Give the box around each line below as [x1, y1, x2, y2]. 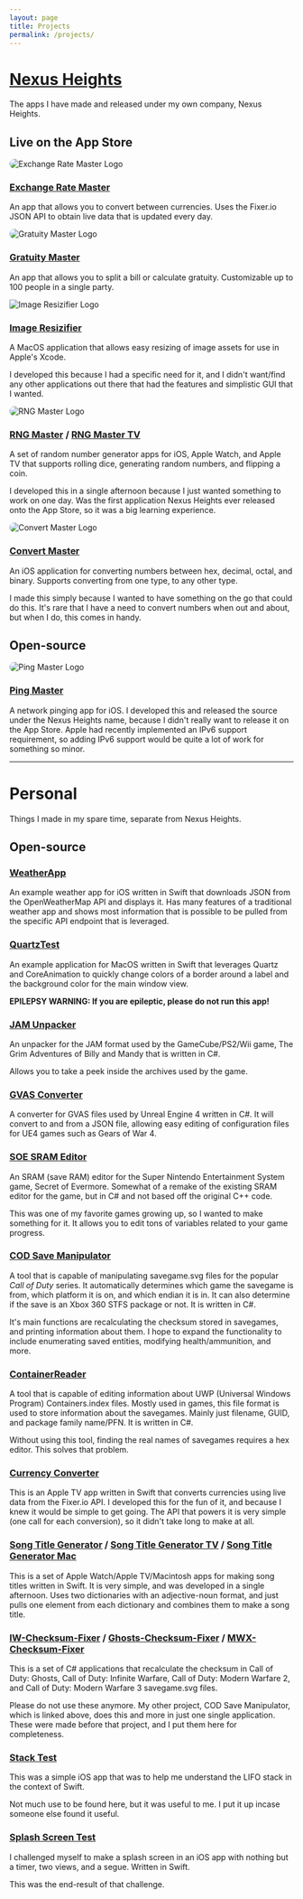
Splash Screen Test [9, 1831, 96, 1844]
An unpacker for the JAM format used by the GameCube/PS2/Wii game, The [9, 1038, 294, 1049]
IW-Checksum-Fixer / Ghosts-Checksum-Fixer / [9, 1632, 225, 1644]
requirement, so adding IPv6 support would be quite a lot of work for [9, 734, 264, 744]
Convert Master [9, 545, 80, 557]
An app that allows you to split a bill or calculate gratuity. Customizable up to [9, 272, 294, 283]
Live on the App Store [9, 135, 133, 150]
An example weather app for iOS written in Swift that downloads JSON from [9, 887, 291, 898]
